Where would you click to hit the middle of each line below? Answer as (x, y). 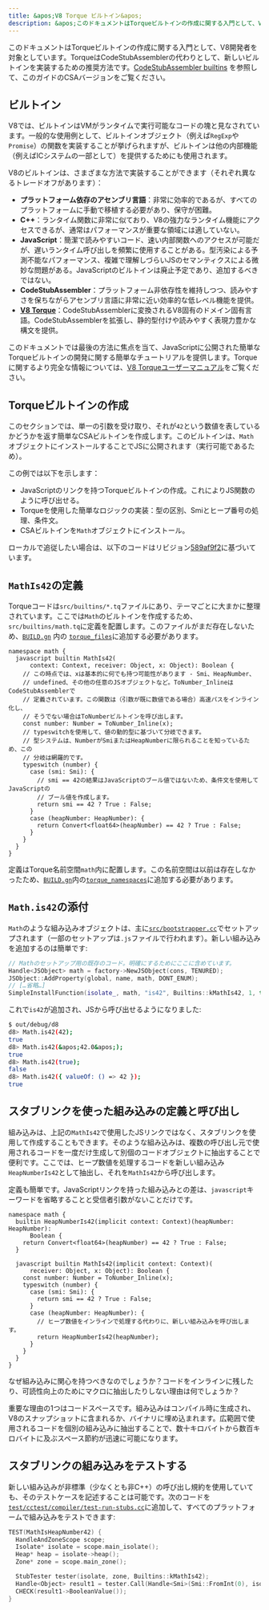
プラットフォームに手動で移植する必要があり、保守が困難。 (118, 210)
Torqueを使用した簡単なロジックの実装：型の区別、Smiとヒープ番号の (136, 510)
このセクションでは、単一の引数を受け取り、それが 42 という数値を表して (127, 426)
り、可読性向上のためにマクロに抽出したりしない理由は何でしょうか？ (124, 1391)
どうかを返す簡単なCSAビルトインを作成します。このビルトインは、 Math (134, 436)
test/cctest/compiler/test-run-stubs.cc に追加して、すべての (111, 1506)
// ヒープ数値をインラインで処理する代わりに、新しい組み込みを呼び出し (141, 1321)
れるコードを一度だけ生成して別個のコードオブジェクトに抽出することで (141, 1152)
